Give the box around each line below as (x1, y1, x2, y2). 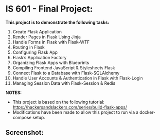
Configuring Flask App (12, 49, 58, 55)
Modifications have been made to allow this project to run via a (12, 109, 139, 115)
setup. (32, 114, 45, 120)
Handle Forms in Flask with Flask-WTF (12, 39, 90, 45)
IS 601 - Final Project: (5, 3, 93, 15)
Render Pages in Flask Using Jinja (12, 34, 81, 40)
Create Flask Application (12, 29, 62, 34)
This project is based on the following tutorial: (12, 99, 105, 105)
